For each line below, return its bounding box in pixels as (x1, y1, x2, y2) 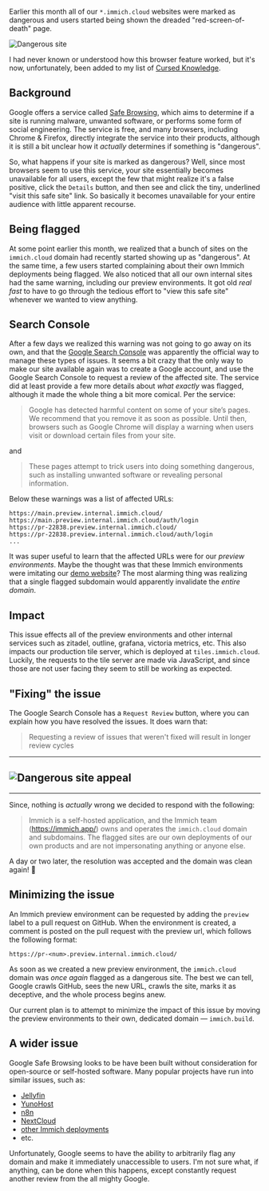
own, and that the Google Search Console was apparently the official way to (9, 347, 259, 357)
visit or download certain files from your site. (28, 431, 176, 440)
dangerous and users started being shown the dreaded (9, 15, 191, 25)
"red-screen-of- (192, 15, 246, 25)
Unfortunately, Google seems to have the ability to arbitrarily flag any (9, 1148, 236, 1157)
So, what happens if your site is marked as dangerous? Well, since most (9, 157, 246, 166)
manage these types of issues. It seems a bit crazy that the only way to (9, 355, 243, 366)
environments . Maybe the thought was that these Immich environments (9, 560, 243, 570)
